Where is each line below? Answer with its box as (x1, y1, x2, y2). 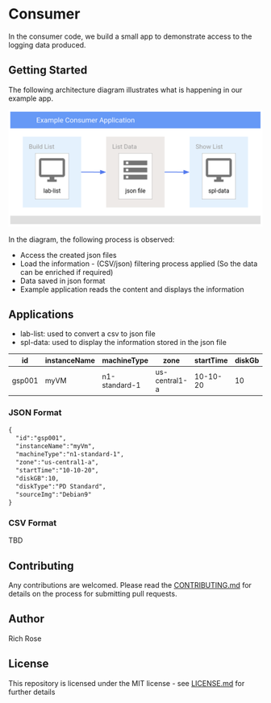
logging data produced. (8, 40, 86, 49)
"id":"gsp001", (15, 434, 67, 442)
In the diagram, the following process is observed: (8, 235, 175, 244)
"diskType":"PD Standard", (15, 482, 106, 490)
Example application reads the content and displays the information (19, 284, 244, 294)
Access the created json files (19, 250, 117, 260)
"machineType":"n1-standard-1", (15, 450, 125, 458)
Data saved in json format (19, 276, 106, 285)
